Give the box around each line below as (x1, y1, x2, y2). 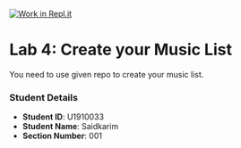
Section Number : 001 (22, 130, 103, 142)
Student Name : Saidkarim (22, 121, 119, 132)
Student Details (9, 91, 79, 103)
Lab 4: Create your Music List (9, 40, 233, 60)
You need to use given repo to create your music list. (9, 69, 204, 79)
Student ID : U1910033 (22, 111, 105, 122)
